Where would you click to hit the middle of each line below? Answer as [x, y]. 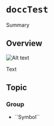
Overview [24, 43]
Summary [18, 25]
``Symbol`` [27, 117]
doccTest [27, 10]
